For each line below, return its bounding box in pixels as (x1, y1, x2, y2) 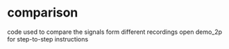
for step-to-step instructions (7, 35, 89, 43)
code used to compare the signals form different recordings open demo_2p (7, 28, 223, 36)
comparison (7, 5, 78, 21)
